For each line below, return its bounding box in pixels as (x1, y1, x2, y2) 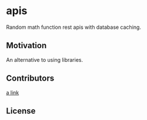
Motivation (6, 41, 47, 51)
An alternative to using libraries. (6, 56, 83, 63)
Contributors (6, 74, 55, 84)
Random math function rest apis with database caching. (6, 24, 141, 31)
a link (6, 89, 19, 96)
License (6, 106, 36, 116)
